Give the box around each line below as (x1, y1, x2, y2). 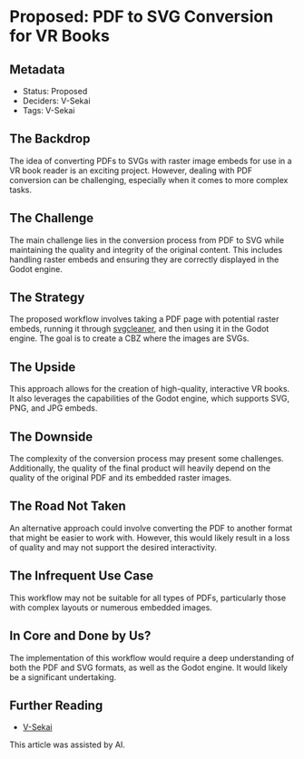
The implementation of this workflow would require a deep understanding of (9, 652, 295, 663)
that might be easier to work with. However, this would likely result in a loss (9, 532, 290, 543)
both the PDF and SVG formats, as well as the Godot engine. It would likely (9, 662, 289, 673)
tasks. (9, 184, 33, 195)
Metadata (9, 62, 65, 77)
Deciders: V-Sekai (22, 95, 91, 106)
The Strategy (9, 290, 85, 306)
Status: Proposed (22, 86, 88, 96)
